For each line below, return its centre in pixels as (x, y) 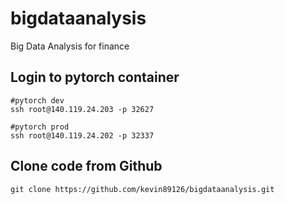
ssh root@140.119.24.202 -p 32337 (82, 135)
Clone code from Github (86, 166)
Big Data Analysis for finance (70, 46)
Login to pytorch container (95, 77)
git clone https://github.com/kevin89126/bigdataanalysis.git (142, 189)
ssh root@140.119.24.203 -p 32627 (82, 109)
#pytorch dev (37, 100)
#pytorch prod (40, 127)
